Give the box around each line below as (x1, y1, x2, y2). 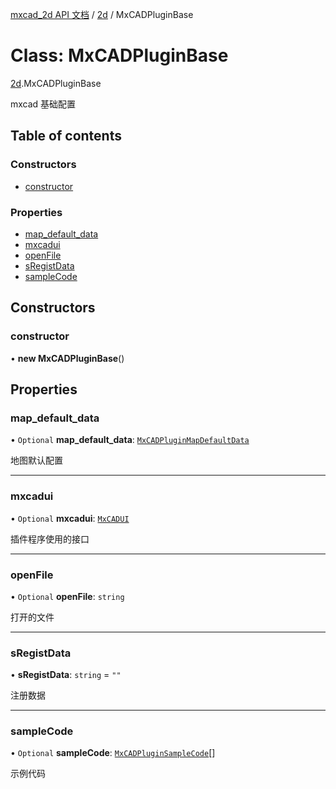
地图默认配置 (10, 454, 63, 467)
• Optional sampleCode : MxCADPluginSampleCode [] (10, 747, 216, 759)
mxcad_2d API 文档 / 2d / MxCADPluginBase (10, 9, 194, 20)
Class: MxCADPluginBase (10, 44, 229, 67)
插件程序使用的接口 (10, 533, 90, 545)
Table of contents (10, 128, 122, 145)
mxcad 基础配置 (10, 98, 77, 110)
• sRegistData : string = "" (10, 669, 122, 681)
